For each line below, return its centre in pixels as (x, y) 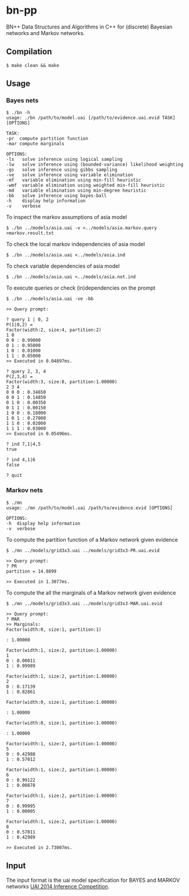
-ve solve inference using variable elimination (70, 175)
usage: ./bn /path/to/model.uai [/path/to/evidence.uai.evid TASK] (91, 118)
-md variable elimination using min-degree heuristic (76, 190)
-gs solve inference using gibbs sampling (62, 170)
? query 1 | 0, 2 (27, 320)
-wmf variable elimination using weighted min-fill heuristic (86, 185)
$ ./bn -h (18, 113)
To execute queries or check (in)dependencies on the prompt (81, 288)
